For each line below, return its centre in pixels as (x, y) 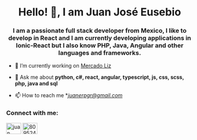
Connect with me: (32, 113)
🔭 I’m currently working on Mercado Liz (63, 66)
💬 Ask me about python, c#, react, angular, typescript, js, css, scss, (99, 77)
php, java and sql (36, 84)
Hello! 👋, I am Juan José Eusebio (100, 12)
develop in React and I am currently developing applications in (100, 38)
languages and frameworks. (100, 53)
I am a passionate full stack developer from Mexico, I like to (100, 31)
